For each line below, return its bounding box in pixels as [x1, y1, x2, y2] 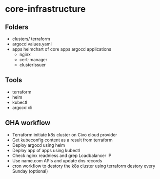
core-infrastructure [5, 3, 86, 15]
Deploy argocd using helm [12, 142, 65, 148]
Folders [5, 23, 29, 31]
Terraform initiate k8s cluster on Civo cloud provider [12, 132, 118, 137]
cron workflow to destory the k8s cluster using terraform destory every [12, 163, 156, 169]
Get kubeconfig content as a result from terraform [12, 137, 113, 143]
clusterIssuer [19, 62, 46, 67]
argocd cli [12, 104, 33, 111]
